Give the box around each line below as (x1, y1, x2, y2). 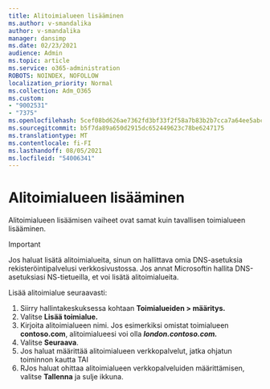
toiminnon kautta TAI (19, 355, 88, 365)
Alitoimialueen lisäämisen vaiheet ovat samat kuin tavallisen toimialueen (8, 215, 246, 226)
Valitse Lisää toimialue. (19, 312, 99, 322)
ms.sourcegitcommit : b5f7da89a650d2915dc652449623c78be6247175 (8, 124, 225, 132)
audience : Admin (8, 49, 63, 57)
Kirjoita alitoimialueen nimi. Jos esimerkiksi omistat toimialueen (19, 321, 229, 330)
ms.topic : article (8, 57, 70, 65)
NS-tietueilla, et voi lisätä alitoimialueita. (47, 272, 179, 282)
